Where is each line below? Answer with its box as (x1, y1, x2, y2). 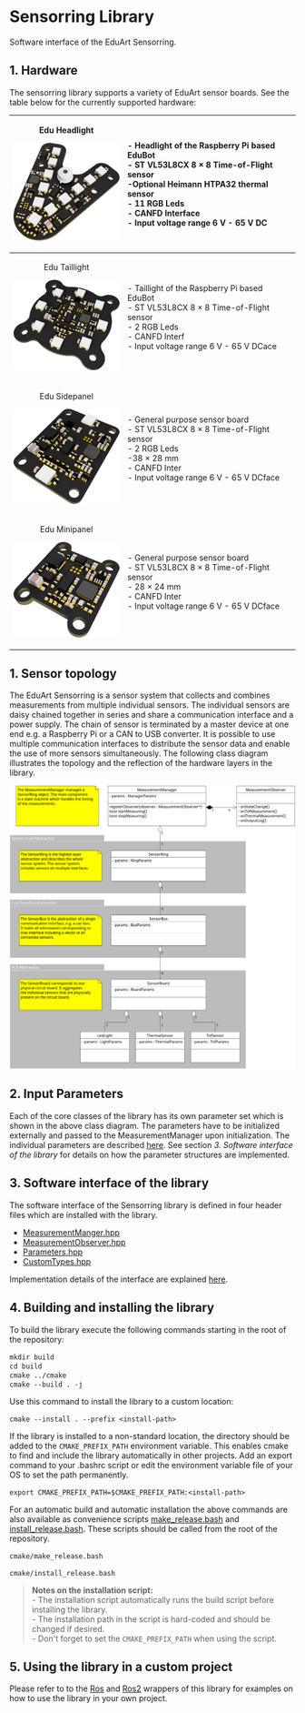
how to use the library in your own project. (9, 1693, 168, 1704)
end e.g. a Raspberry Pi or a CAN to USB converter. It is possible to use (9, 729, 276, 740)
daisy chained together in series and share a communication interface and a (9, 710, 294, 720)
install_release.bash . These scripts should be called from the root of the (9, 1523, 279, 1534)
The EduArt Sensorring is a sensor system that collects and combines (9, 690, 271, 701)
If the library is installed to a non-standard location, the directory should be (9, 1430, 290, 1441)
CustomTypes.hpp (22, 1255, 92, 1266)
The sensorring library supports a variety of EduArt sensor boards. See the (9, 86, 290, 97)
